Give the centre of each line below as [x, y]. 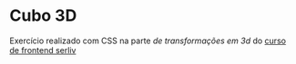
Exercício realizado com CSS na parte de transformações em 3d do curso [148, 41]
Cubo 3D [43, 16]
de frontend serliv [43, 50]
